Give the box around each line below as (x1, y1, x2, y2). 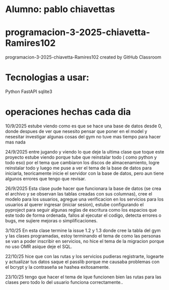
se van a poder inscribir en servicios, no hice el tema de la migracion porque (5, 238, 164, 244)
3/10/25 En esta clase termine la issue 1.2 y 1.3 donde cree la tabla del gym (5, 227, 161, 233)
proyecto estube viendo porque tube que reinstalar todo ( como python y (5, 154, 157, 160)
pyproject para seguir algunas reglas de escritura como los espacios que (5, 207, 157, 213)
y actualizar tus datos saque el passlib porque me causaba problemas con (5, 259, 160, 265)
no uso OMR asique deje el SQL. (5, 244, 72, 250)
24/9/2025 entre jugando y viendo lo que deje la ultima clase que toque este (5, 149, 164, 155)
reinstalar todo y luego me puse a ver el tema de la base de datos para (5, 165, 152, 171)
